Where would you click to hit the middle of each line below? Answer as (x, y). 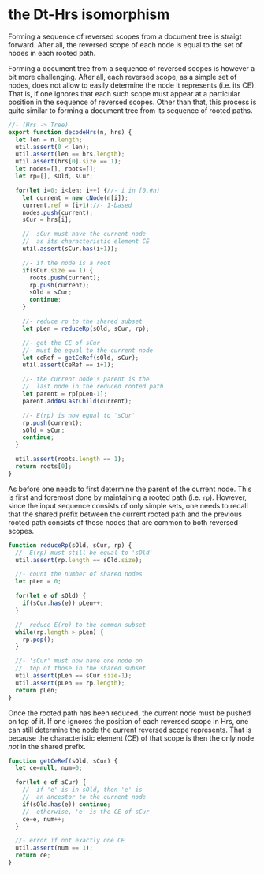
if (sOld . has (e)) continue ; (67, 804)
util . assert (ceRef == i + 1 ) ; (68, 365)
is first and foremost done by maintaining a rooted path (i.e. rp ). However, (127, 497)
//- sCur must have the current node (84, 234)
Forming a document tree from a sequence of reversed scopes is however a (132, 68)
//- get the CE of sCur (61, 343)
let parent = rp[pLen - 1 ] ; (65, 394)
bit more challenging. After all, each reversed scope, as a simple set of (123, 77)
